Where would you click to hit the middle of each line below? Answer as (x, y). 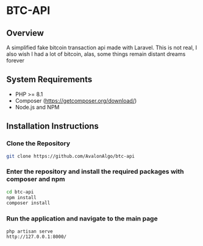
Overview (25, 33)
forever (16, 60)
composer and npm (36, 179)
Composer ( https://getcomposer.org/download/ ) (76, 100)
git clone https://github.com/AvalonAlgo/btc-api (71, 156)
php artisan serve (30, 231)
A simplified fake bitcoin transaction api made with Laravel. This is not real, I (102, 47)
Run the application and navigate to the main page (82, 219)
